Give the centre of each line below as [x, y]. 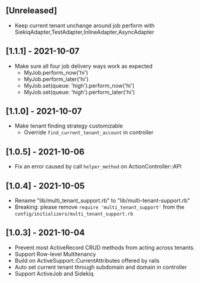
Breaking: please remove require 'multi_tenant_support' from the [99, 207]
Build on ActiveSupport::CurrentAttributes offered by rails [87, 260]
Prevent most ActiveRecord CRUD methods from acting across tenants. [105, 247]
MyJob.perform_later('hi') [56, 79]
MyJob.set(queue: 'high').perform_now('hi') [79, 85]
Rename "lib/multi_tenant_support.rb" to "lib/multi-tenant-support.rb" [102, 201]
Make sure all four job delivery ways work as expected [83, 66]
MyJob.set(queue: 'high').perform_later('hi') [79, 92]
